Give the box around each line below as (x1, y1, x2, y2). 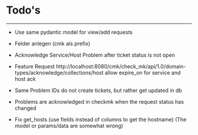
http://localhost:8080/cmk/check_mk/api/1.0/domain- (55, 62, 186, 70)
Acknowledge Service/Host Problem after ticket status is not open (14, 51, 176, 58)
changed (14, 104, 37, 111)
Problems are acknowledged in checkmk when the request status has (14, 98, 184, 105)
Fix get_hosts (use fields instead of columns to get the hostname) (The (14, 116, 187, 123)
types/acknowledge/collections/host (14, 69, 104, 76)
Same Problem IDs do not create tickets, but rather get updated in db (14, 87, 183, 94)
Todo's (6, 4, 41, 17)
